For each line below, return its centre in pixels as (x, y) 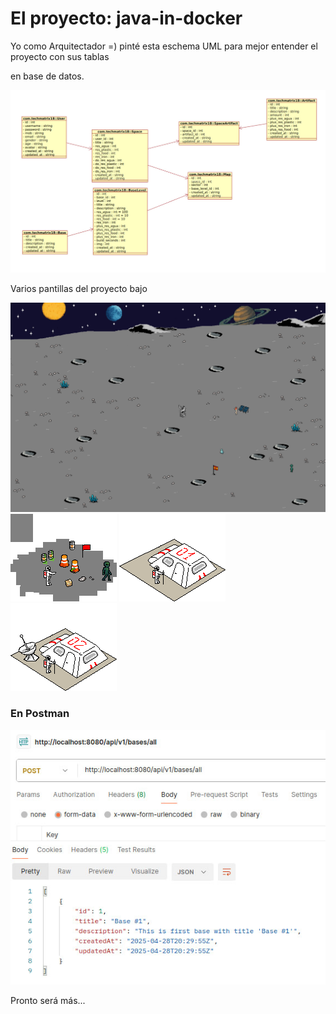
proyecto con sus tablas (60, 56)
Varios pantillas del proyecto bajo (79, 288)
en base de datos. (47, 76)
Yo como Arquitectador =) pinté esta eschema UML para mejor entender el (164, 46)
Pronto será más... (48, 1000)
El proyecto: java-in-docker (126, 18)
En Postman (40, 714)
